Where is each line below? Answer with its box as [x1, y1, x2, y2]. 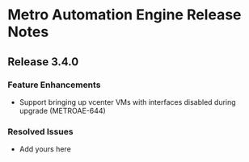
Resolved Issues [7, 126, 74, 137]
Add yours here [19, 144, 72, 154]
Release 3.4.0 [7, 55, 79, 69]
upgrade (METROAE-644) [19, 106, 106, 115]
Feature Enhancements [7, 79, 101, 90]
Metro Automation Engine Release [7, 6, 242, 24]
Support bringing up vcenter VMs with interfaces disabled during [19, 97, 236, 106]
